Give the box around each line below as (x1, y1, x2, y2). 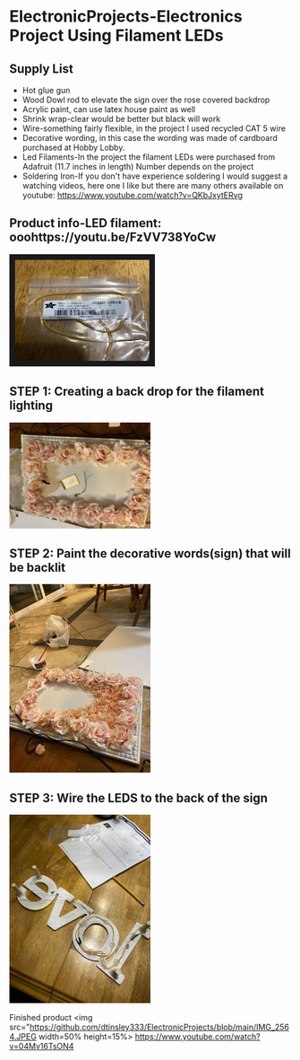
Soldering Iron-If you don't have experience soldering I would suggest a (21, 171, 288, 181)
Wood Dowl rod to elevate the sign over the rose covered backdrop (21, 94, 270, 105)
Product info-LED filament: (9, 215, 162, 231)
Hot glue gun (21, 85, 71, 95)
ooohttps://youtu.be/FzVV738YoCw (9, 230, 217, 245)
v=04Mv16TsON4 (9, 1041, 74, 1052)
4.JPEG (9, 1031, 38, 1042)
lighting (9, 398, 54, 414)
